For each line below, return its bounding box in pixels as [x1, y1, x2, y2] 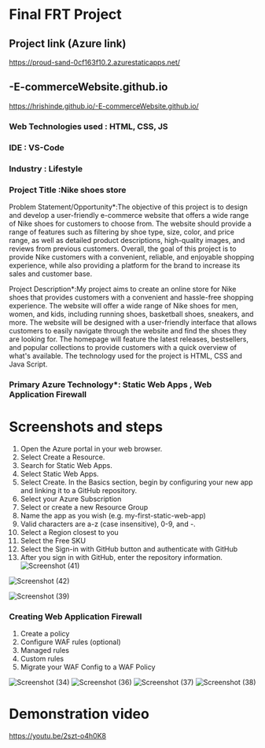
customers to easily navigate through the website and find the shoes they [9, 326, 247, 335]
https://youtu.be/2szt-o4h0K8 [9, 731, 107, 740]
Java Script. [9, 359, 48, 369]
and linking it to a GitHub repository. [20, 485, 138, 495]
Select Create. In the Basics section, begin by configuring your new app [20, 477, 253, 487]
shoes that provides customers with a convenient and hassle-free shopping [9, 293, 254, 302]
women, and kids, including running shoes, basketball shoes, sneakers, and [9, 309, 254, 319]
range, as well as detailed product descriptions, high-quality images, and [9, 235, 245, 245]
